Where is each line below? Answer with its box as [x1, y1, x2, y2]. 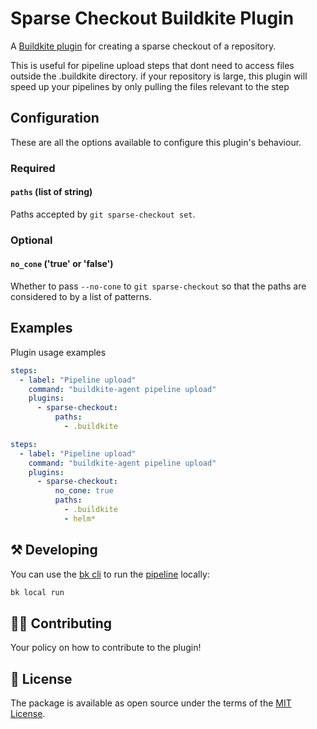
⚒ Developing [10, 542, 98, 559]
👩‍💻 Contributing [10, 615, 113, 632]
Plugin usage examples [10, 346, 107, 358]
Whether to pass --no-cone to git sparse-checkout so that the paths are [10, 280, 307, 292]
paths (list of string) [10, 186, 93, 198]
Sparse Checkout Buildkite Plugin [10, 7, 295, 30]
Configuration [10, 110, 100, 127]
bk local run [10, 587, 65, 597]
